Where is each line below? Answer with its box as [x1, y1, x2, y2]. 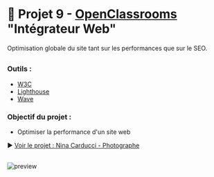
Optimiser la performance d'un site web [17, 128, 131, 136]
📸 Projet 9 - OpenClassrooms [7, 6, 178, 22]
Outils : [7, 64, 33, 74]
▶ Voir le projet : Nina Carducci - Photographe [7, 142, 140, 149]
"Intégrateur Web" [7, 21, 116, 37]
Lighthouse [17, 87, 50, 96]
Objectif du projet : [7, 112, 72, 121]
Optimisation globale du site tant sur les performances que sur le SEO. [7, 44, 208, 52]
